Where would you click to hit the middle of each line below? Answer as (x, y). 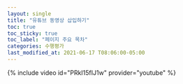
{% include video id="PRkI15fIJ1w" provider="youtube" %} (92, 72)
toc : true (22, 27)
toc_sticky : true (32, 33)
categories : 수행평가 (36, 46)
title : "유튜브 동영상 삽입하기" (49, 20)
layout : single (29, 14)
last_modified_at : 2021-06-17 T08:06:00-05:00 (76, 53)
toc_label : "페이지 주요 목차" (47, 40)
